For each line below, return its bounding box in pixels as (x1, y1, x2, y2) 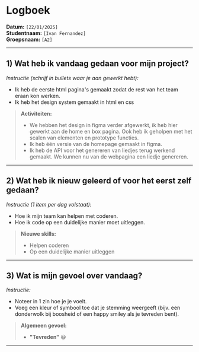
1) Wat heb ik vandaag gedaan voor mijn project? (6, 59, 190, 69)
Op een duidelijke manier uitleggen (29, 248, 115, 255)
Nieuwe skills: (20, 230, 56, 237)
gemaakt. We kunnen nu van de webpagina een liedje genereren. (29, 153, 188, 160)
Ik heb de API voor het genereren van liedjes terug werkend (29, 147, 175, 154)
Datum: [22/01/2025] (6, 23, 58, 30)
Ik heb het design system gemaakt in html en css (14, 99, 134, 106)
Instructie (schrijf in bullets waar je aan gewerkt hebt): (6, 74, 139, 81)
